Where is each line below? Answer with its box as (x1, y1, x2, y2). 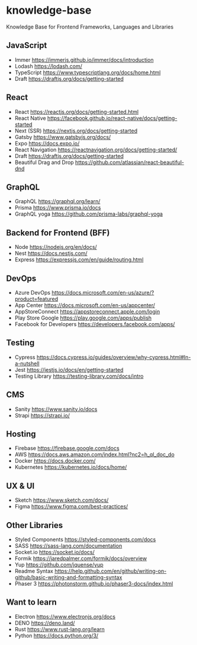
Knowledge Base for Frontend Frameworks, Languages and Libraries (6, 23, 174, 30)
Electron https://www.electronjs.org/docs (14, 613, 116, 620)
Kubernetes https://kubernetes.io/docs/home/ (14, 464, 127, 471)
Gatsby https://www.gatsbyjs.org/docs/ (14, 133, 111, 140)
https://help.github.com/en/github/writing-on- (54, 568, 167, 575)
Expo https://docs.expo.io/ (14, 140, 80, 147)
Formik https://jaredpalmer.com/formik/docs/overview (14, 555, 147, 562)
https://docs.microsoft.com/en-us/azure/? (51, 289, 154, 296)
